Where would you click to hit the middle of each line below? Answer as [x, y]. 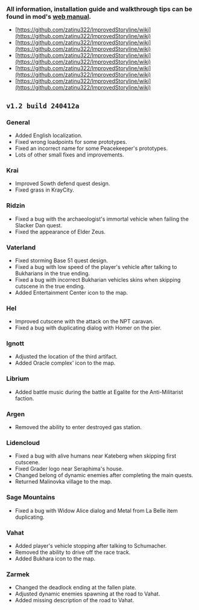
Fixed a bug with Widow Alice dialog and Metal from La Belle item [96, 510]
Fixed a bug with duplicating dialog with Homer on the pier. [88, 328]
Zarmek [18, 574]
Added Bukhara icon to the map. [55, 559]
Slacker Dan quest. [38, 225]
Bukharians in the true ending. [52, 273]
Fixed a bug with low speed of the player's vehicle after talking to [96, 267]
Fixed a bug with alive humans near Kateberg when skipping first [96, 456]
